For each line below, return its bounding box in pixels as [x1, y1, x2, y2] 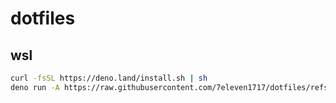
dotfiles [10, 7, 76, 30]
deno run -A [10, 82, 60, 92]
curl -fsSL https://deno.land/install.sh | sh [10, 73, 208, 83]
